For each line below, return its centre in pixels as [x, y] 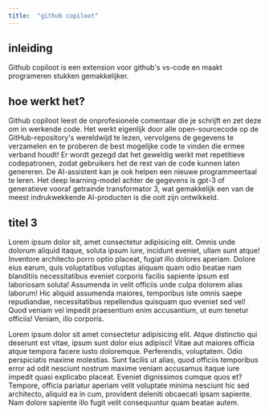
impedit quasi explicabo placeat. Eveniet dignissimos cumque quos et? [125, 377]
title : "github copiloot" [53, 16]
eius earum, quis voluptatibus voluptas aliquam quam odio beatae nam [125, 268]
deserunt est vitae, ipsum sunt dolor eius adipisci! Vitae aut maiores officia [132, 343]
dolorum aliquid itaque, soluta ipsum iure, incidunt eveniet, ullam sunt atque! [134, 250]
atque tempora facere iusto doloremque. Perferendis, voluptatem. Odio [126, 352]
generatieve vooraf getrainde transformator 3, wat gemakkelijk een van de [131, 189]
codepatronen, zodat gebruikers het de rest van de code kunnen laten [124, 163]
